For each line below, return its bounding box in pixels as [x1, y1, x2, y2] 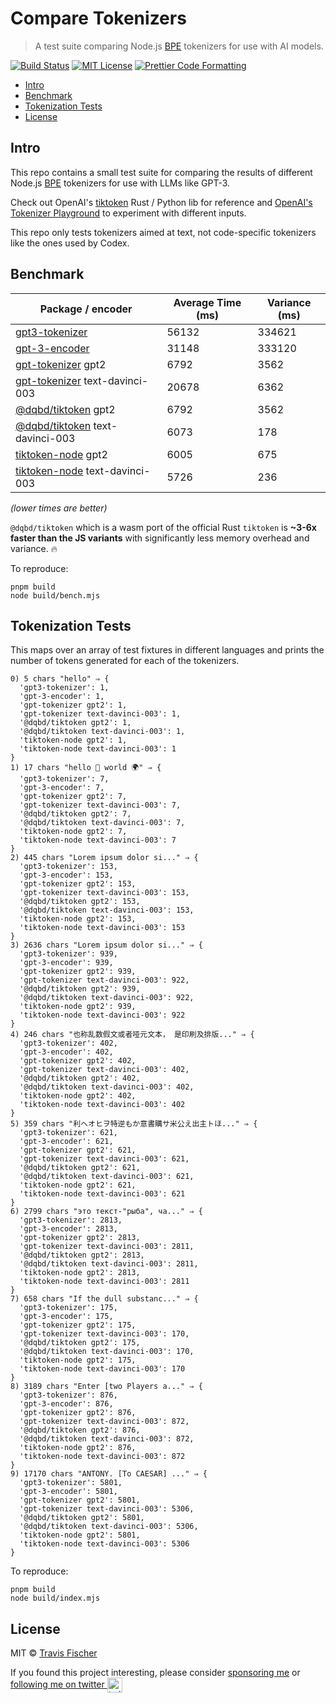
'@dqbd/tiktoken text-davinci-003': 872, [19, 1434, 195, 1444]
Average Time [173, 295, 242, 309]
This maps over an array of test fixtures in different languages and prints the [10, 644, 325, 656]
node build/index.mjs [10, 1593, 101, 1604]
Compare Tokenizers [10, 7, 187, 30]
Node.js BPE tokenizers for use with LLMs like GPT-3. [10, 177, 231, 189]
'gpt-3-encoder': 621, [19, 1137, 114, 1147]
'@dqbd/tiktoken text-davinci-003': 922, [19, 993, 195, 1003]
